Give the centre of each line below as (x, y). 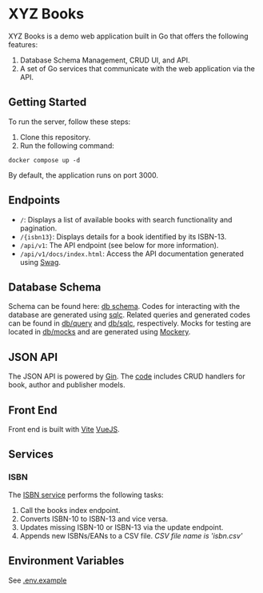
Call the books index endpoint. (70, 510)
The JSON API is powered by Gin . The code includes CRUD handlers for (127, 376)
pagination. (38, 228)
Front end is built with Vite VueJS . (64, 429)
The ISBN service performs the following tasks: (86, 495)
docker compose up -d (44, 160)
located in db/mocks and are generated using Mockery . (100, 332)
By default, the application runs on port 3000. (83, 175)
